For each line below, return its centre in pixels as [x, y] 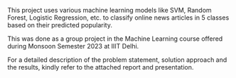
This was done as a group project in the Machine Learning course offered [115, 39]
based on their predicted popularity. [60, 25]
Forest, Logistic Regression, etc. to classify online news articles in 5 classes [118, 18]
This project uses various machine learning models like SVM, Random [109, 10]
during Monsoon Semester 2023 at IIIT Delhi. [73, 46]
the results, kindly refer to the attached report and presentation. [101, 67]
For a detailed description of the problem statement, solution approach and [117, 60]
